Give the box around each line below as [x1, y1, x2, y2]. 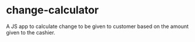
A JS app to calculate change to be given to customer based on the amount [6, 23, 189, 30]
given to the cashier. [6, 29, 56, 36]
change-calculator [6, 3, 99, 17]
